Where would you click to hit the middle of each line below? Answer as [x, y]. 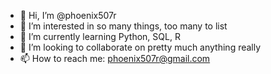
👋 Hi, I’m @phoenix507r [68, 15]
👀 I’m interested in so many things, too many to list [123, 26]
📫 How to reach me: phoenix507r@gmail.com [115, 58]
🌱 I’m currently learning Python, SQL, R [100, 36]
